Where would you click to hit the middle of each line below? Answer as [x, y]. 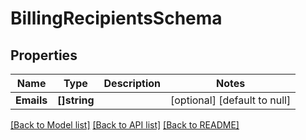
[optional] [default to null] [231, 100]
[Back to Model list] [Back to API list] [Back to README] [125, 125]
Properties [44, 55]
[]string [76, 100]
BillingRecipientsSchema [116, 18]
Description [132, 83]
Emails [31, 100]
